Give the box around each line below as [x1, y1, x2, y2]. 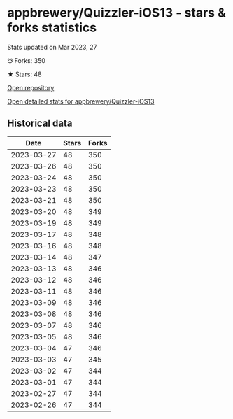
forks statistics [7, 20, 97, 36]
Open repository [7, 83, 55, 92]
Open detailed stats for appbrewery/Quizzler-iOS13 [7, 97, 155, 106]
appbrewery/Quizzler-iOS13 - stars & [7, 5, 226, 21]
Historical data [7, 118, 73, 129]
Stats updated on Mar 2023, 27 [7, 43, 97, 51]
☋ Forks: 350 [7, 56, 45, 64]
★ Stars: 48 [7, 70, 42, 78]
